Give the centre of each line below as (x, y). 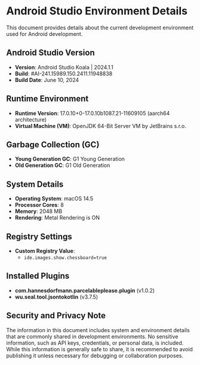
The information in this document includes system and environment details (98, 330)
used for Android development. (44, 34)
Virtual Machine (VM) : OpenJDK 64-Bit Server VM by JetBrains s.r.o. (101, 126)
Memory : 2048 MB (39, 211)
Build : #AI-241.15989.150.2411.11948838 (64, 74)
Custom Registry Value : (45, 251)
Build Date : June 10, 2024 (47, 80)
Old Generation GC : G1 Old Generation (62, 165)
